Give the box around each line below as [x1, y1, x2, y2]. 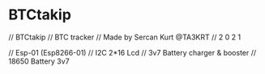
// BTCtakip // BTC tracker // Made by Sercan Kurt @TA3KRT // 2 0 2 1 [8, 32, 241, 42]
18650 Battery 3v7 [8, 56, 71, 66]
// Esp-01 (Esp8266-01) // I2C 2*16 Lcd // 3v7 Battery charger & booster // [8, 47, 257, 57]
